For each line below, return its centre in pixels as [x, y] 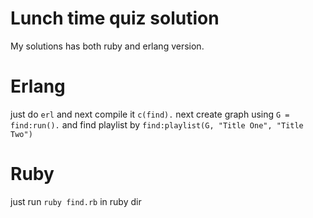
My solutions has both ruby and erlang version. [107, 46]
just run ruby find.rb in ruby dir [76, 201]
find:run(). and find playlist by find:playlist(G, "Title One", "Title [157, 124]
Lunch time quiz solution [115, 18]
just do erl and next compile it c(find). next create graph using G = [150, 114]
